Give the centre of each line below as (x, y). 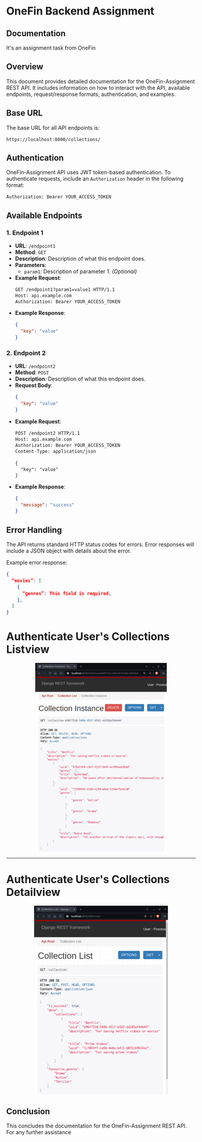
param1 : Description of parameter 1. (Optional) (80, 271)
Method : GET (30, 252)
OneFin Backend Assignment (80, 11)
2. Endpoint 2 (26, 353)
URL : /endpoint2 (35, 366)
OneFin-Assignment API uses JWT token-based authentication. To (89, 173)
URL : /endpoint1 (35, 246)
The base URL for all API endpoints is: (53, 127)
